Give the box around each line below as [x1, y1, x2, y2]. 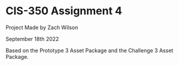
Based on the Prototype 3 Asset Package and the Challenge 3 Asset [5, 46, 174, 54]
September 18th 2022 [5, 35, 59, 42]
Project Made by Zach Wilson [5, 24, 78, 31]
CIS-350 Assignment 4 [5, 4, 123, 18]
